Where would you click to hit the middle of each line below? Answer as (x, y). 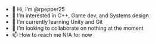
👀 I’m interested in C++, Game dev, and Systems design (80, 15)
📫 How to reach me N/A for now (52, 35)
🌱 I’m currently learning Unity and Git (57, 22)
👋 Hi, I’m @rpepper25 (38, 9)
